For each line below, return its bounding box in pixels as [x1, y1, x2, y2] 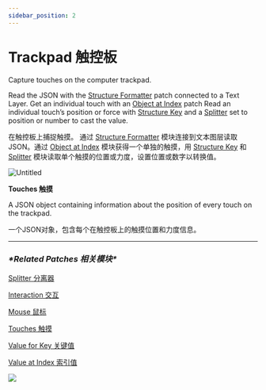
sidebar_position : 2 [8, 11, 77, 20]
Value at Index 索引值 [8, 357, 78, 367]
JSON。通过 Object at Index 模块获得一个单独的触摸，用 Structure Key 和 [8, 142, 247, 151]
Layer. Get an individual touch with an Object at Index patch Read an [8, 98, 231, 108]
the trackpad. [8, 208, 52, 218]
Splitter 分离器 [8, 273, 55, 282]
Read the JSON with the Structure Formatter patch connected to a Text [8, 90, 240, 100]
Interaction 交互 [8, 290, 59, 300]
